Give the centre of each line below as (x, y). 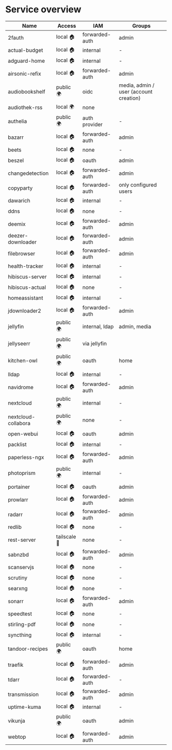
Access (67, 26)
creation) (130, 98)
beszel (16, 160)
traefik (16, 665)
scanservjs (21, 568)
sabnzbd (18, 555)
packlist (17, 445)
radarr (15, 514)
